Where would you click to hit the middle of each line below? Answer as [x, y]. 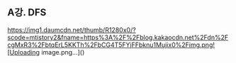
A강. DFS [27, 13]
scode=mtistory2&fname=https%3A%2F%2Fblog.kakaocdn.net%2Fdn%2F [118, 37]
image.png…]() [63, 52]
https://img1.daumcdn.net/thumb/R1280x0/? [72, 29]
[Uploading [24, 52]
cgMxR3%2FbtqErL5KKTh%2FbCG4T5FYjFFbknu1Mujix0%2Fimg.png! [111, 45]
